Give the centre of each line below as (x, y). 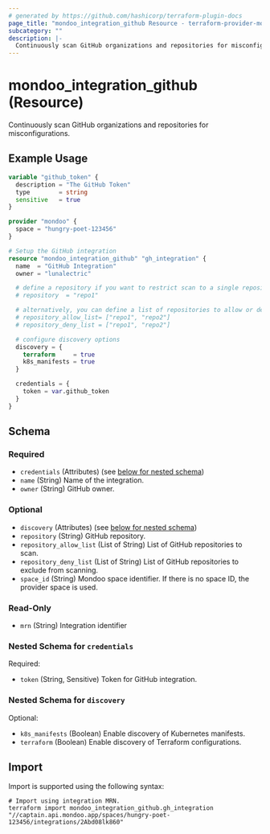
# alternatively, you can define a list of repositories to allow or (134, 310)
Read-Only (30, 608)
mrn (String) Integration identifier (73, 625)
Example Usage (48, 159)
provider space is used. (59, 587)
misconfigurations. (39, 134)
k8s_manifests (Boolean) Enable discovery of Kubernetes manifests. (133, 733)
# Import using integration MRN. (64, 801)
